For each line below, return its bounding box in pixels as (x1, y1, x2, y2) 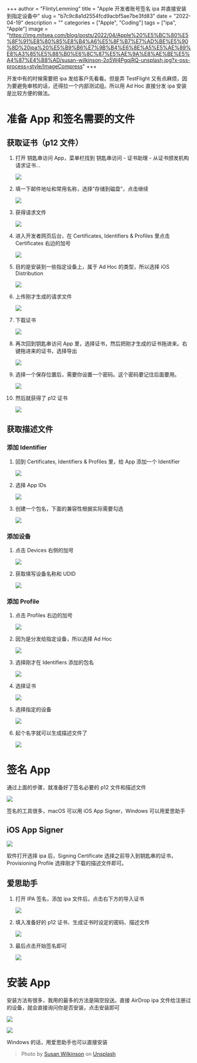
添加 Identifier (6, 444, 47, 452)
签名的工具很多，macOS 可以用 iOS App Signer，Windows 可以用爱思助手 (6, 808, 186, 815)
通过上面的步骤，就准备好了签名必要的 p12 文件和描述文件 (6, 784, 147, 791)
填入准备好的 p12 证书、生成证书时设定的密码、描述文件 (15, 918, 150, 925)
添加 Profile (6, 597, 40, 605)
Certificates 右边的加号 (15, 240, 71, 246)
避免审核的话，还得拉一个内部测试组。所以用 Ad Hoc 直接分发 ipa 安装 (16, 82, 187, 89)
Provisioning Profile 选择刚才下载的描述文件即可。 (6, 859, 127, 867)
